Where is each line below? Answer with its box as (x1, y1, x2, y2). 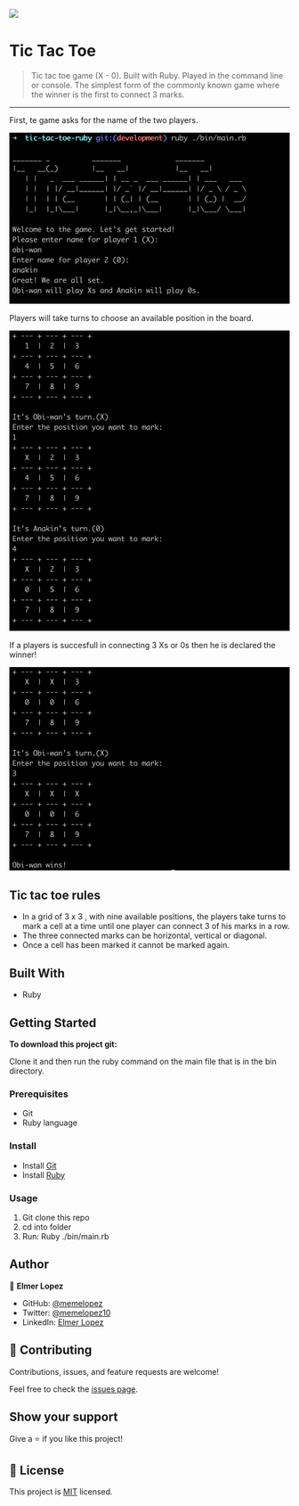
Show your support (9, 1409, 118, 1424)
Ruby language (21, 1117, 78, 1128)
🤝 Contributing (9, 1343, 93, 1358)
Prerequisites (9, 1088, 69, 1100)
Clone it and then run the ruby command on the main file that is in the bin (9, 1057, 278, 1067)
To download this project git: (9, 1039, 117, 1049)
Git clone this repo (21, 1212, 91, 1222)
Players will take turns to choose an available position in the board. (9, 312, 254, 323)
